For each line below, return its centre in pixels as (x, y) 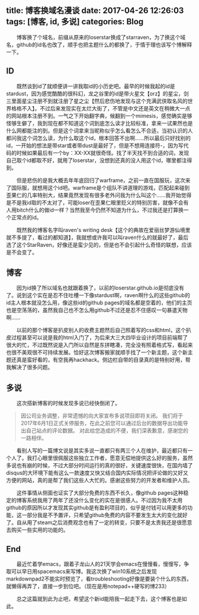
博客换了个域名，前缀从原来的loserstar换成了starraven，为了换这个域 (101, 37)
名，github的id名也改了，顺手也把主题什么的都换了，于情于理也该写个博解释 (99, 44)
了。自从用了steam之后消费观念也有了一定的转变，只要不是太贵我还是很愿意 (99, 522)
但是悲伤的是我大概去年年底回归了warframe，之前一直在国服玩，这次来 (103, 180)
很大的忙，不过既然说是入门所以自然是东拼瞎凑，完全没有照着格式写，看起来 (99, 345)
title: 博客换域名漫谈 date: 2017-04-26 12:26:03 (95, 11)
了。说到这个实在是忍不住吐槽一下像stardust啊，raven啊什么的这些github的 (98, 295)
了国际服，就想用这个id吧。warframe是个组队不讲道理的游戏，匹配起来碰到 (98, 187)
